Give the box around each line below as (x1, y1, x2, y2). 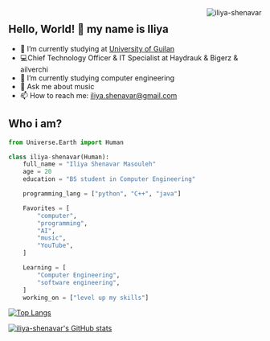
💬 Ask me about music (19, 81, 95, 91)
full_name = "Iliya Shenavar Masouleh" (22, 160, 157, 168)
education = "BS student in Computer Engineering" (22, 175, 196, 183)
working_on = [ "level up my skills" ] (22, 294, 149, 302)
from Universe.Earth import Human (8, 138, 125, 146)
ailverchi (19, 64, 48, 74)
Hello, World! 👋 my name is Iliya (8, 23, 169, 36)
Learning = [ (22, 264, 67, 272)
